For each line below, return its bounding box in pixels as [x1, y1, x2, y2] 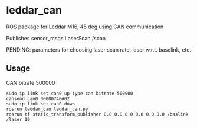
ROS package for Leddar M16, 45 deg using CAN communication [6, 23, 164, 30]
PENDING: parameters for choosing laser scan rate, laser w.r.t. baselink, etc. [6, 46, 192, 53]
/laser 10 [6, 116, 31, 122]
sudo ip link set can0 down [6, 101, 75, 107]
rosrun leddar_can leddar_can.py [6, 106, 88, 112]
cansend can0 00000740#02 [6, 95, 70, 101]
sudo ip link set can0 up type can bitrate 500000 [6, 90, 133, 97]
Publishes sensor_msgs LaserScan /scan [6, 34, 106, 41]
